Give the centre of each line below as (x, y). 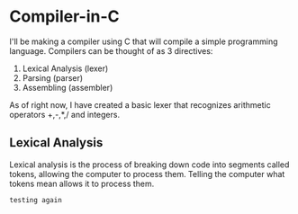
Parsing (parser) (53, 77)
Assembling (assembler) (68, 87)
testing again (36, 200)
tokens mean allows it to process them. (82, 183)
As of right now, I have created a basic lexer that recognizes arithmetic (140, 104)
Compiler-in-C (64, 17)
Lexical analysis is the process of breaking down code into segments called (149, 165)
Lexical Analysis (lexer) (65, 68)
